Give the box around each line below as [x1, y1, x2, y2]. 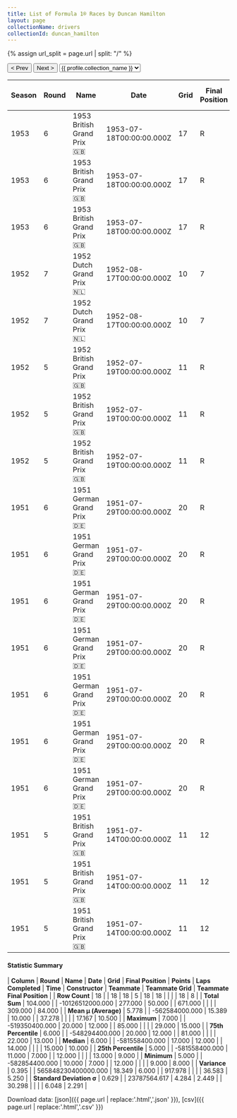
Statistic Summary [7, 961, 63, 969]
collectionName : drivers [7, 23, 80, 30]
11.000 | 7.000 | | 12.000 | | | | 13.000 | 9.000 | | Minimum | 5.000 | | [7, 1052, 203, 1060]
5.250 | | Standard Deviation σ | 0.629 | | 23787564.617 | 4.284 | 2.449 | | [7, 1074, 222, 1083]
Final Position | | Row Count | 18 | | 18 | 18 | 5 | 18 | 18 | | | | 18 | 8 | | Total [7, 992, 219, 1000]
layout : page [7, 17, 46, 24]
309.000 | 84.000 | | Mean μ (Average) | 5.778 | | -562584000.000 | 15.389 [7, 1006, 228, 1015]
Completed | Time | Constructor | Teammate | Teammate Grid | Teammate [7, 984, 229, 992]
